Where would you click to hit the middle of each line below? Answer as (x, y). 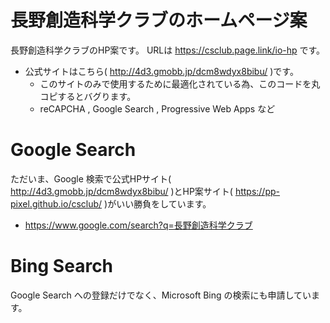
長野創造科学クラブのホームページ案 (159, 20)
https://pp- (257, 191)
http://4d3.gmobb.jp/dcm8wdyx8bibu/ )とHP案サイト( (121, 191)
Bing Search (62, 266)
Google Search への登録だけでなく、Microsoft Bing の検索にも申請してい (161, 295)
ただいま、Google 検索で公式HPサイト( (91, 178)
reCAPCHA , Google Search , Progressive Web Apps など (157, 108)
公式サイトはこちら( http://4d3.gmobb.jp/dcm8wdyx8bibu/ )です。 (161, 71)
